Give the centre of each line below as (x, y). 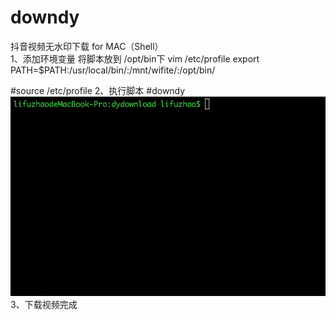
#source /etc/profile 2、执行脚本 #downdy (98, 90)
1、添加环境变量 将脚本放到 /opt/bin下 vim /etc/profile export (135, 58)
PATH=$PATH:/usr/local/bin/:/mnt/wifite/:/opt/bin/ (113, 70)
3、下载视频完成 (44, 304)
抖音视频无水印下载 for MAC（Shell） (87, 46)
